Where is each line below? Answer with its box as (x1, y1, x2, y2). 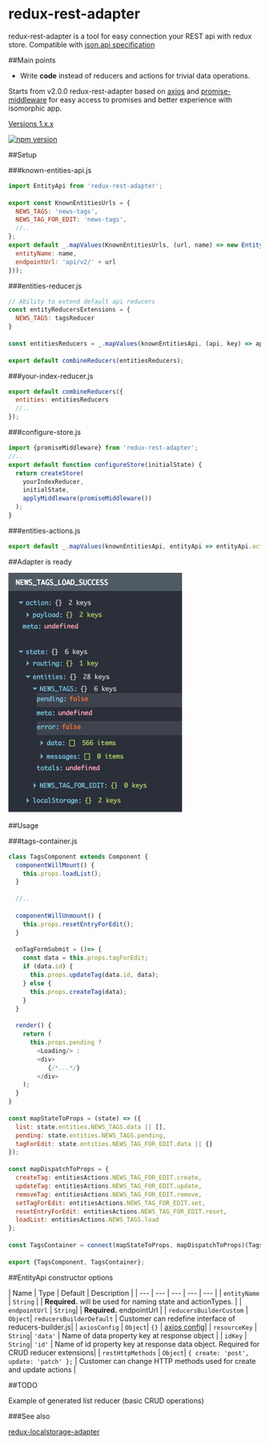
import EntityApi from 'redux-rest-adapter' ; (8, 182, 163, 190)
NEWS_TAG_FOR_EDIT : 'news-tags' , (15, 215, 127, 224)
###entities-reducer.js (8, 281, 82, 291)
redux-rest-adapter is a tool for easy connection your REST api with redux (8, 31, 252, 41)
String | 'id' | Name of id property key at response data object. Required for (8, 1339, 260, 1349)
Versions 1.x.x (8, 119, 54, 128)
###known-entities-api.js (8, 165, 92, 175)
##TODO (8, 1380, 38, 1390)
